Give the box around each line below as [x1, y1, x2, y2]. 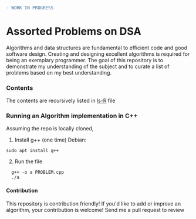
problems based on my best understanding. [6, 69, 112, 76]
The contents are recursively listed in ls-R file [6, 97, 116, 105]
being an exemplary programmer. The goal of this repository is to [6, 56, 163, 63]
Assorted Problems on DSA [6, 25, 142, 38]
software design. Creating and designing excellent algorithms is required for [6, 50, 190, 58]
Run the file [14, 158, 43, 165]
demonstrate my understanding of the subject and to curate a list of [6, 63, 170, 70]
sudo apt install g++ [6, 148, 59, 154]
